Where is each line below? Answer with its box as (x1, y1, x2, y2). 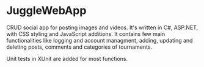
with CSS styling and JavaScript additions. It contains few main (6, 30, 166, 37)
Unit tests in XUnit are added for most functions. (6, 55, 128, 62)
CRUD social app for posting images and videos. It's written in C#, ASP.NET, (6, 24, 199, 31)
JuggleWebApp (6, 4, 87, 18)
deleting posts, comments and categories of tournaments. (6, 43, 153, 51)
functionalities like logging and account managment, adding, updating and (6, 37, 193, 44)
